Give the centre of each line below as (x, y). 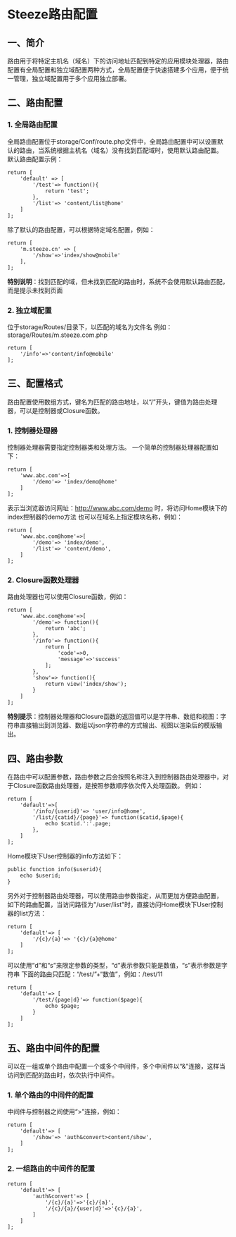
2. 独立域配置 (29, 310)
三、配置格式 (35, 384)
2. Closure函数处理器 (43, 580)
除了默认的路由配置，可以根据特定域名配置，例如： (81, 229)
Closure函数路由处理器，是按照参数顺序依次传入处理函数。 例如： (108, 786)
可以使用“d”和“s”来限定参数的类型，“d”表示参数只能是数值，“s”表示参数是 (114, 966)
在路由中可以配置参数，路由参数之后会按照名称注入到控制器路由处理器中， (115, 777)
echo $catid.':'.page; (78, 824)
